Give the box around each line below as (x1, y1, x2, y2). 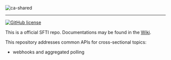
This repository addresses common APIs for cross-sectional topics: (5, 39, 147, 45)
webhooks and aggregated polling (12, 49, 85, 55)
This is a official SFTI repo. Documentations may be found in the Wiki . (5, 29, 152, 35)
